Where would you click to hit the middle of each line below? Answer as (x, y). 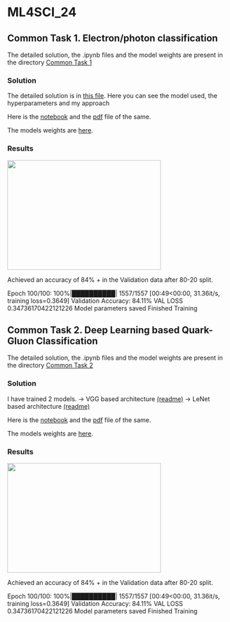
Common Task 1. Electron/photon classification (113, 38)
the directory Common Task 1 (50, 62)
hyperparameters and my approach (59, 103)
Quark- (197, 330)
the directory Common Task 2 (50, 365)
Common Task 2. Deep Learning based (94, 330)
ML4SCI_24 (42, 12)
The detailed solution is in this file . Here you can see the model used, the (112, 96)
